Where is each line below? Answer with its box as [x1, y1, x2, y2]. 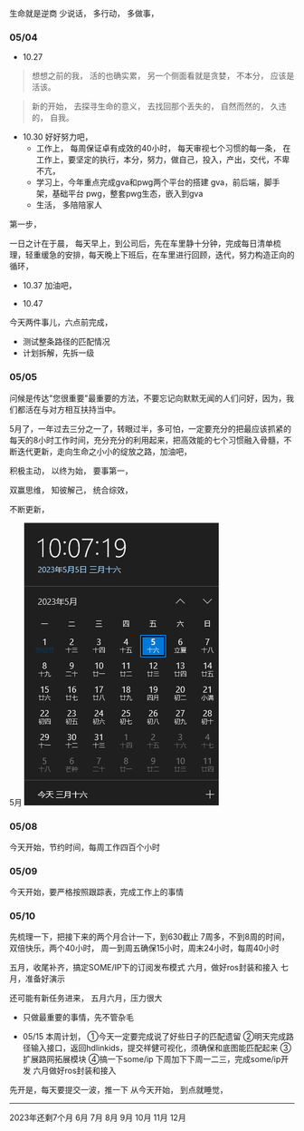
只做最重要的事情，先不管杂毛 [22, 1012, 134, 1023]
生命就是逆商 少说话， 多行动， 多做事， [9, 8, 159, 18]
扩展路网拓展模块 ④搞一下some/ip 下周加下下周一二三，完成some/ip [22, 1054, 281, 1065]
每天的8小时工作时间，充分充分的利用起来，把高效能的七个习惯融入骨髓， [9, 434, 284, 445]
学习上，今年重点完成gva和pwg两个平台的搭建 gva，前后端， [35, 177, 265, 188]
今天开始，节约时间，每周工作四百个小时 [9, 842, 160, 853]
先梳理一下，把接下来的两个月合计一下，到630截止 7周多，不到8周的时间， [9, 931, 290, 942]
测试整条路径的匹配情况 [22, 336, 110, 347]
